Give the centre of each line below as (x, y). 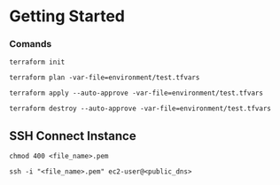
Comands (31, 44)
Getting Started (67, 16)
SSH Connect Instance (73, 136)
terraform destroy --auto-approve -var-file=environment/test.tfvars (140, 109)
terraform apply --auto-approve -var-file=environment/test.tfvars (136, 93)
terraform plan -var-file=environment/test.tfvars (105, 78)
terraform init (37, 62)
